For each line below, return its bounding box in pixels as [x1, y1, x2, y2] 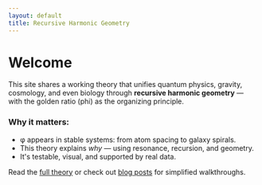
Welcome [8, 53, 72, 72]
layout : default [8, 11, 62, 20]
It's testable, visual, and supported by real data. [19, 152, 177, 161]
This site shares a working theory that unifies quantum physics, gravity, [8, 80, 243, 89]
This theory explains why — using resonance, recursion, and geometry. [19, 143, 255, 152]
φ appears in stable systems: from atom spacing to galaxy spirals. [19, 135, 237, 144]
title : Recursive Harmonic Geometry [8, 19, 130, 27]
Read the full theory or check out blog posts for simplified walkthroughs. [8, 167, 246, 176]
